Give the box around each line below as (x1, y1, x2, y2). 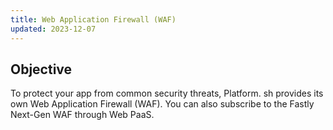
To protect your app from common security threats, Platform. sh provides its (10, 87, 324, 100)
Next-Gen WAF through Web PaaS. (10, 109, 155, 121)
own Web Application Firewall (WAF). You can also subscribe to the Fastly (10, 98, 315, 110)
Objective (10, 61, 73, 78)
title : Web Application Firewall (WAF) (10, 14, 177, 25)
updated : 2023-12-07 (10, 24, 97, 34)
